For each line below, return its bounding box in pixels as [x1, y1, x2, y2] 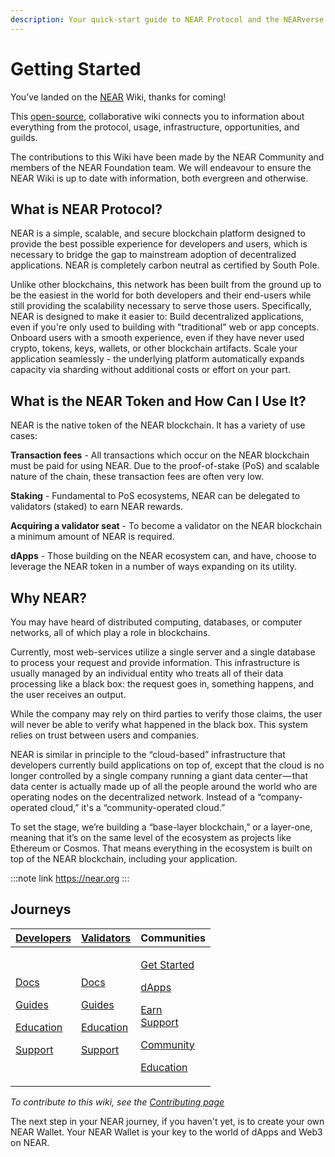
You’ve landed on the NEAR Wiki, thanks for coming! [10, 91, 227, 103]
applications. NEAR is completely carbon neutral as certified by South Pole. [10, 259, 320, 271]
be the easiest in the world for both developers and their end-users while [10, 289, 312, 301]
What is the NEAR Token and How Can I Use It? [10, 392, 307, 410]
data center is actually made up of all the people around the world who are [10, 781, 318, 792]
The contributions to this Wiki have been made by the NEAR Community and [10, 151, 325, 163]
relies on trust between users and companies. [10, 729, 199, 741]
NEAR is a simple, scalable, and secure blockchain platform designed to [10, 227, 306, 240]
